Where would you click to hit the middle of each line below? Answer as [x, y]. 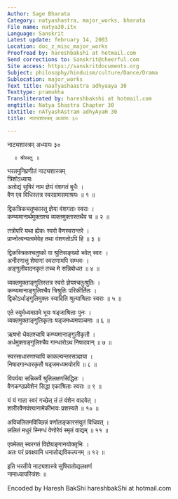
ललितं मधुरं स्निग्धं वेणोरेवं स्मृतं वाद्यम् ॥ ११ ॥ [58, 430]
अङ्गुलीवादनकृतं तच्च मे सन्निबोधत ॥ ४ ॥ [53, 268]
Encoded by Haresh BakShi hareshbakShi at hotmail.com [89, 488]
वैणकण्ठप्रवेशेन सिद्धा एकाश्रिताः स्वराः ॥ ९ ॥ [54, 386]
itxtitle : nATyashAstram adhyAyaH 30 [62, 112]
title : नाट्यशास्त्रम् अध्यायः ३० [43, 118]
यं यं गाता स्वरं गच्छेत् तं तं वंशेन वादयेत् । [52, 400]
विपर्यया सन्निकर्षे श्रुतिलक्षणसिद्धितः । [46, 378]
